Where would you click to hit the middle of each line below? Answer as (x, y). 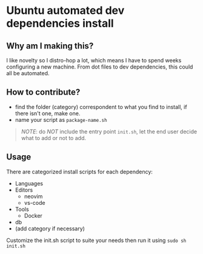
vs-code (35, 202)
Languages (29, 183)
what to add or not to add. (54, 138)
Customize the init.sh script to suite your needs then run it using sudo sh (96, 240)
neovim (33, 196)
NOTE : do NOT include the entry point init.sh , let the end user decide (109, 132)
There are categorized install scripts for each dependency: (80, 172)
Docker (33, 215)
